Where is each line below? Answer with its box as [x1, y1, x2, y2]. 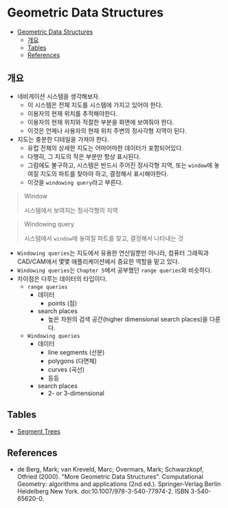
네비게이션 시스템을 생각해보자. [16, 92, 101, 100]
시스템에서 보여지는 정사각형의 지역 [23, 206, 118, 214]
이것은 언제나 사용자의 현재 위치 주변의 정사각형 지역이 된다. [27, 126, 187, 135]
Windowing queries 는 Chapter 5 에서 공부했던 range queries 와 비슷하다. [16, 266, 213, 274]
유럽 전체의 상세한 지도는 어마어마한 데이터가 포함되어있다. [27, 143, 184, 152]
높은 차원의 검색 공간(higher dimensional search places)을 [47, 315, 208, 323]
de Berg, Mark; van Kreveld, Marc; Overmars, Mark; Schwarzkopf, [16, 465, 204, 474]
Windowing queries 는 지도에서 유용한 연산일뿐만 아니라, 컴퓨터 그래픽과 [16, 248, 209, 257]
